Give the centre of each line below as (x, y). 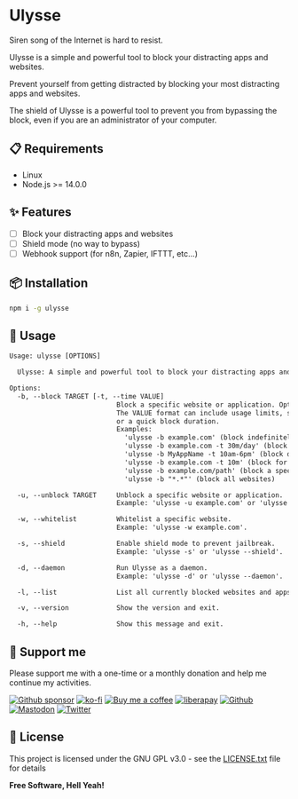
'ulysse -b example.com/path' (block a (198, 471)
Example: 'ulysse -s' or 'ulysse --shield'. (200, 551)
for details (27, 768)
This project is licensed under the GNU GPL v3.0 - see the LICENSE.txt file (145, 758)
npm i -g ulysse (39, 308)
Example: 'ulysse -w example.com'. (182, 528)
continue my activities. (50, 682)
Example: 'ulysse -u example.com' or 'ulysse (202, 503)
